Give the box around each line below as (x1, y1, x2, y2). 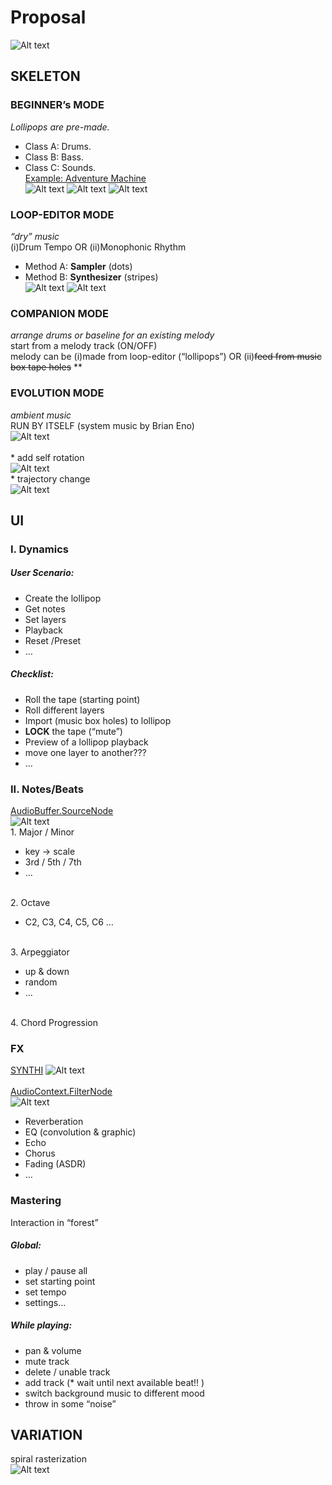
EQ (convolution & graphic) (24, 1126, 137, 1138)
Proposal (10, 6, 87, 29)
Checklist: (10, 668, 54, 680)
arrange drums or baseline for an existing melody (10, 329, 215, 341)
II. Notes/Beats (10, 782, 84, 796)
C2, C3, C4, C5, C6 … (24, 916, 114, 928)
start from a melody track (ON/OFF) (10, 340, 158, 352)
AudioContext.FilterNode (10, 1086, 113, 1098)
